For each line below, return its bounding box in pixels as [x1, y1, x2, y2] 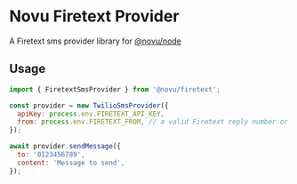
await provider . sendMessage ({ [9, 142, 122, 151]
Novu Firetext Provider [9, 6, 180, 27]
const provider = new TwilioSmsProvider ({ [9, 100, 169, 110]
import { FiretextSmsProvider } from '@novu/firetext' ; [9, 84, 221, 94]
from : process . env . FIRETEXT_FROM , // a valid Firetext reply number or [17, 117, 289, 126]
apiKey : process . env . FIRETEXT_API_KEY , [17, 109, 165, 118]
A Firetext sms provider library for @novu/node [9, 36, 182, 46]
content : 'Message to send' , [17, 158, 125, 167]
